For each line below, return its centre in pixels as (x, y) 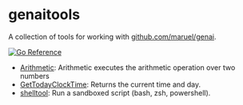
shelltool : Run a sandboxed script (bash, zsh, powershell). (115, 92)
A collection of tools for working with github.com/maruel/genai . (112, 37)
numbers (35, 76)
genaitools (44, 15)
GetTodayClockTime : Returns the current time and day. (110, 84)
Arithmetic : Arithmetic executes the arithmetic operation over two (127, 67)
